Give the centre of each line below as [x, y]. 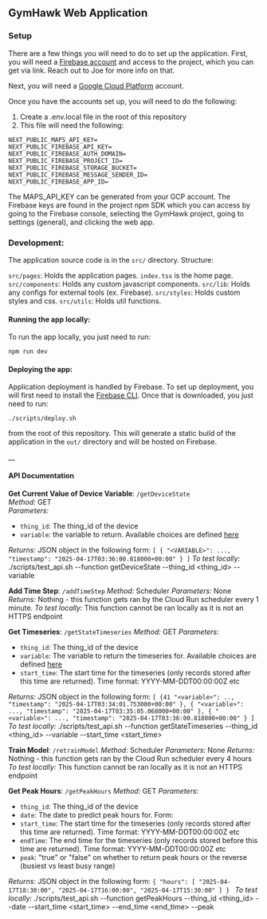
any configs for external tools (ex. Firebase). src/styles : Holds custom [124, 292]
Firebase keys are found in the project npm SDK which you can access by [130, 205]
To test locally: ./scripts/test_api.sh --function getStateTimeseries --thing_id [133, 726]
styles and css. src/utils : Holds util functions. [85, 301]
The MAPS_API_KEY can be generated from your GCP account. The [120, 196]
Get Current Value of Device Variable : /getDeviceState [99, 493]
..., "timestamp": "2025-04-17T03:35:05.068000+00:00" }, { [110, 711]
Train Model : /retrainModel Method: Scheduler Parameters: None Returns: [132, 750]
